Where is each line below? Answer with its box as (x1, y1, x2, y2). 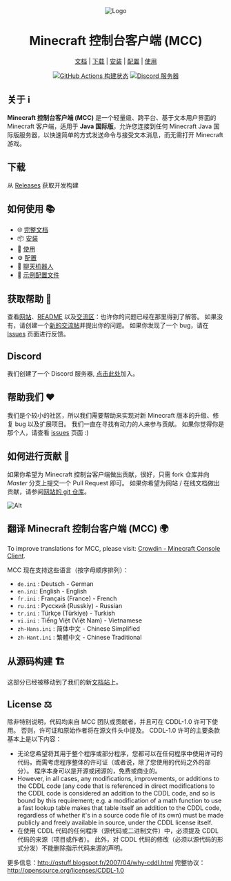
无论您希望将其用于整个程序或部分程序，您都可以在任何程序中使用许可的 (17, 749, 223, 758)
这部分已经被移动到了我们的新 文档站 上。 (7, 678, 122, 687)
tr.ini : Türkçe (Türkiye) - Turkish (17, 609, 116, 618)
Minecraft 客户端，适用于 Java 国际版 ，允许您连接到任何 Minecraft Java (7, 122, 212, 130)
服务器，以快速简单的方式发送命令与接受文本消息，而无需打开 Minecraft (19, 130, 223, 139)
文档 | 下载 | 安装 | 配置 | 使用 (74, 57, 157, 65)
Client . (7, 551, 26, 560)
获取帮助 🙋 (7, 293, 52, 305)
